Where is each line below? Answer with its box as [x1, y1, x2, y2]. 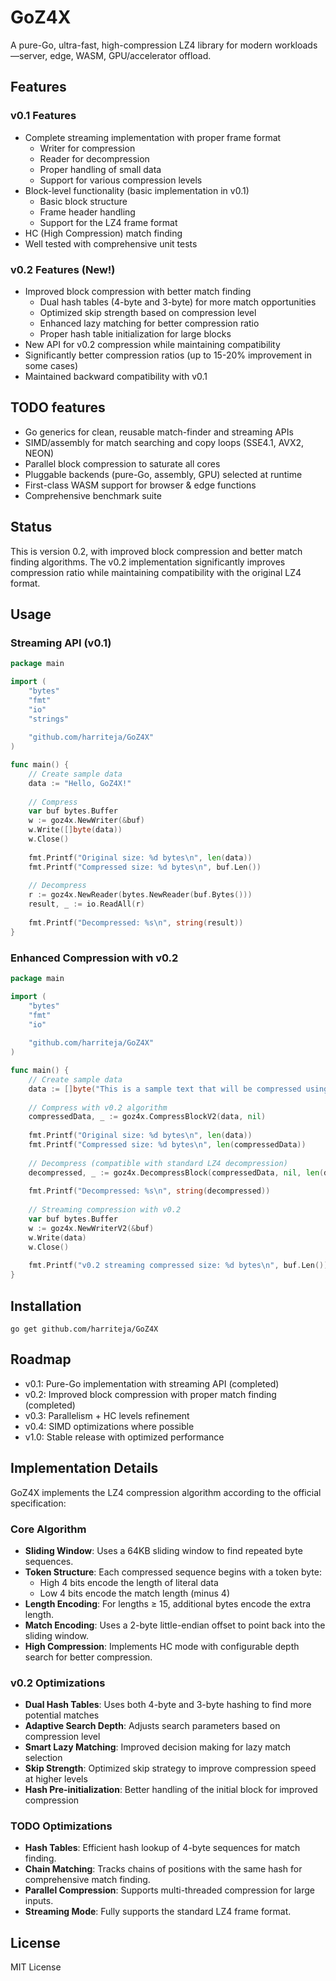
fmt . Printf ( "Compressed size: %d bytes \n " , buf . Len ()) [28, 862, 262, 872]
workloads [274, 39, 318, 51]
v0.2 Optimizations [10, 1676, 106, 1690]
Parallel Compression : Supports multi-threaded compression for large [24, 1884, 316, 1896]
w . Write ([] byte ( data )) [28, 825, 123, 835]
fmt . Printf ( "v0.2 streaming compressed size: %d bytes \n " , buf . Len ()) [28, 1261, 329, 1271]
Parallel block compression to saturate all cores [24, 457, 221, 470]
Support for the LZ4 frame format [39, 216, 178, 228]
